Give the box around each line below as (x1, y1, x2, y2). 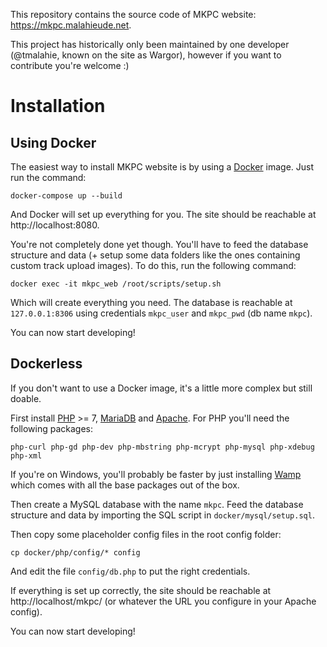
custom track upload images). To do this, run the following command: (10, 260, 297, 271)
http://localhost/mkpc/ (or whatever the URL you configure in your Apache (10, 595, 317, 607)
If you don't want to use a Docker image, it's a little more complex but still (10, 382, 313, 394)
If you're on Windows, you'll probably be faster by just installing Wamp (10, 468, 302, 480)
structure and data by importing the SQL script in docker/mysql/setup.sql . (10, 509, 315, 521)
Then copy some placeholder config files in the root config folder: (10, 528, 282, 540)
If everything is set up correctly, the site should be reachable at (10, 584, 272, 596)
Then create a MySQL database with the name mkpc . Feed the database (10, 498, 304, 510)
